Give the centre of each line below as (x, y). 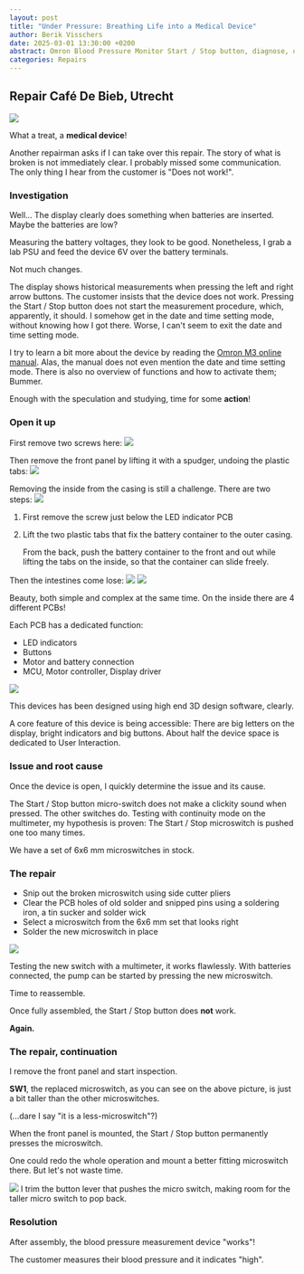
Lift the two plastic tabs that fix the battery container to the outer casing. (157, 535)
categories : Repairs (48, 60)
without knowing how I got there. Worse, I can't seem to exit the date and (146, 326)
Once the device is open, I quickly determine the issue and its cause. (138, 786)
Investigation (39, 195)
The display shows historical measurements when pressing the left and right (152, 287)
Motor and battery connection (78, 662)
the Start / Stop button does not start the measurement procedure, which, (147, 306)
